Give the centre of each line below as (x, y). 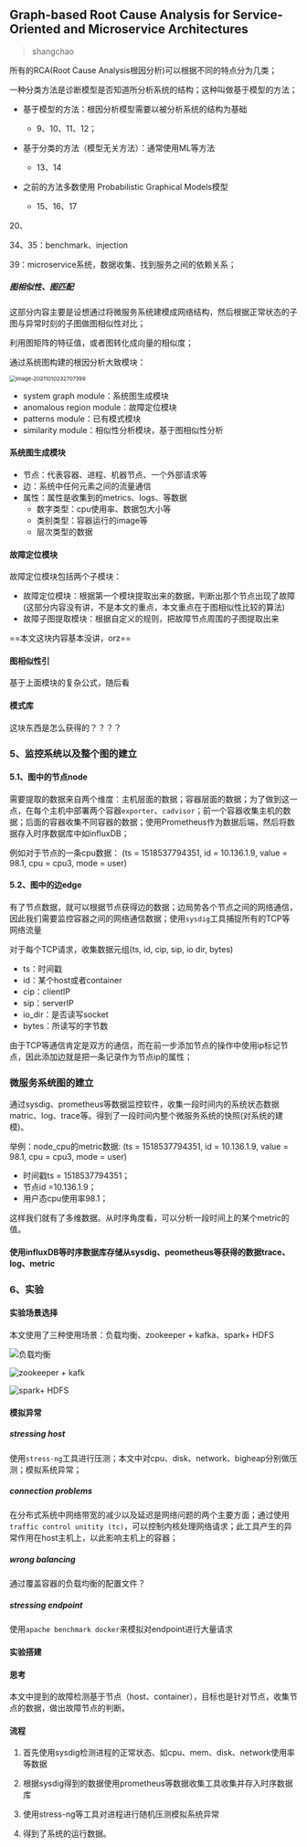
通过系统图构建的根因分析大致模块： (78, 362)
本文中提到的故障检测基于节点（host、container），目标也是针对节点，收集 (149, 1697)
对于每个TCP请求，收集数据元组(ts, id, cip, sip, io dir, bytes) (122, 949)
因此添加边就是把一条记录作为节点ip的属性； (109, 1056)
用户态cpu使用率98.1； (65, 1199)
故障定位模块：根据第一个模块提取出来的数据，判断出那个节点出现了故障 (159, 596)
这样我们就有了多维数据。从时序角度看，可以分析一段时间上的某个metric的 (149, 1218)
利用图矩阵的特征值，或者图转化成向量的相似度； (101, 343)
